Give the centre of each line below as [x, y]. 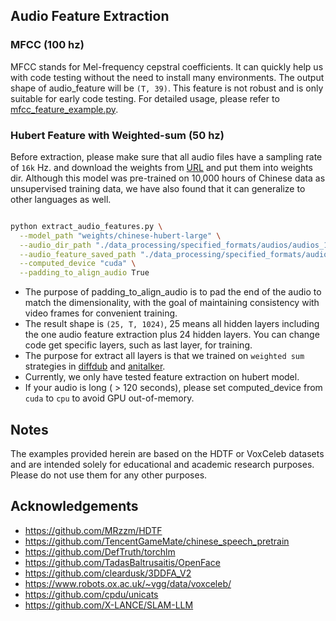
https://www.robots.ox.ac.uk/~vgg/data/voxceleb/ [128, 583]
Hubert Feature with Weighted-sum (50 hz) [117, 135]
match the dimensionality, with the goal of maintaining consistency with [172, 303]
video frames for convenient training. [101, 313]
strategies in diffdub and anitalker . [95, 366]
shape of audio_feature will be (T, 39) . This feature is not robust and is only [167, 88]
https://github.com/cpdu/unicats [91, 594]
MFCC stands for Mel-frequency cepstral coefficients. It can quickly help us [167, 66]
